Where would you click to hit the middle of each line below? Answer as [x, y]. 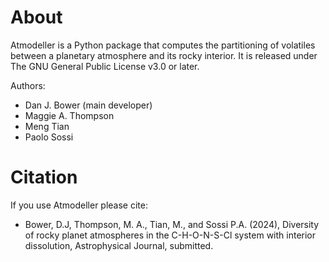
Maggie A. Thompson [69, 115]
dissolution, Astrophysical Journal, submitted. [119, 245]
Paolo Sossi [49, 137]
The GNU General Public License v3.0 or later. [105, 66]
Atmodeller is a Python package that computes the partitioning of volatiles [163, 45]
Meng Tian [47, 126]
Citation [44, 177]
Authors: [28, 85]
